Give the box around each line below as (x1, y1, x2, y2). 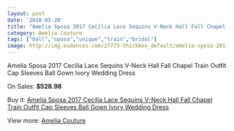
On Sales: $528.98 (7, 82, 62, 90)
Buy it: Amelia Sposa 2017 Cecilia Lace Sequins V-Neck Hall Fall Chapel (7, 96, 212, 104)
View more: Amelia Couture (7, 116, 86, 125)
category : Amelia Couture (7, 29, 82, 37)
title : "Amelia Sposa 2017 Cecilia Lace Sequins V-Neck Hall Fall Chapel (7, 23, 226, 30)
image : (7, 42, 26, 49)
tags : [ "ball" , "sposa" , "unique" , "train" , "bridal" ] (7, 36, 157, 43)
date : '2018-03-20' (7, 17, 64, 24)
